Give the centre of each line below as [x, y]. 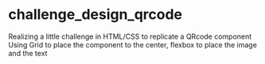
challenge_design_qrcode [95, 15]
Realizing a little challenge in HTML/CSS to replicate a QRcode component [130, 36]
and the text [28, 53]
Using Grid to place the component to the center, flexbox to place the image [132, 44]
